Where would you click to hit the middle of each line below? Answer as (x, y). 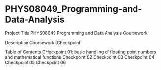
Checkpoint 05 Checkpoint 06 (36, 62)
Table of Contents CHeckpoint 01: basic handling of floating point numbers (80, 52)
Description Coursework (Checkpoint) (43, 42)
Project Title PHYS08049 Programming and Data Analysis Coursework (77, 33)
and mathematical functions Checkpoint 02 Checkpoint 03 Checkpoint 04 (80, 57)
